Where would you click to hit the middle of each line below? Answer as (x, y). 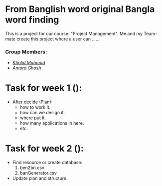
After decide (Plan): (32, 102)
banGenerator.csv (38, 173)
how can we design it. (42, 113)
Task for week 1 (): (44, 88)
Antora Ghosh (27, 68)
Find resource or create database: (47, 163)
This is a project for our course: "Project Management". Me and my (74, 33)
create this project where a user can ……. (59, 39)
